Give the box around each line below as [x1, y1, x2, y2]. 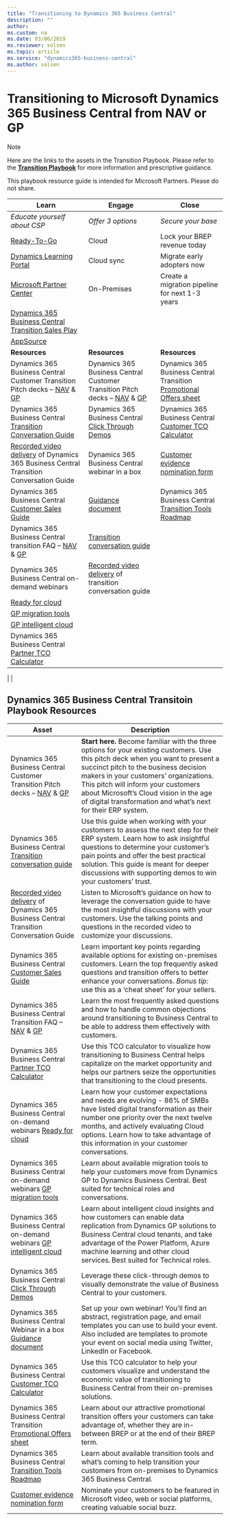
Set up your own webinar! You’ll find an [81, 1303, 207, 1313]
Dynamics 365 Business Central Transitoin [7, 694, 193, 706]
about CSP [10, 221, 46, 230]
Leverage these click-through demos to [81, 1271, 210, 1281]
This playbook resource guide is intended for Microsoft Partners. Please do [7, 177, 219, 185]
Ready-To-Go [10, 236, 57, 245]
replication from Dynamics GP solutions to [81, 1221, 217, 1230]
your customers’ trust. [81, 877, 152, 886]
